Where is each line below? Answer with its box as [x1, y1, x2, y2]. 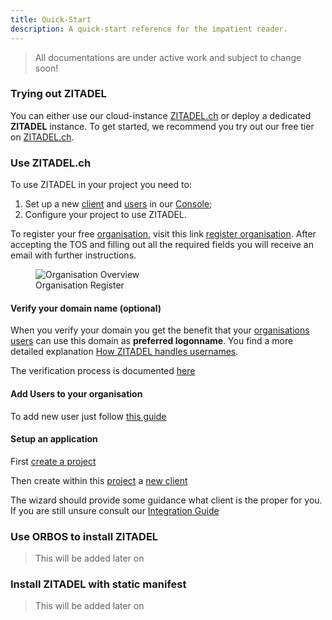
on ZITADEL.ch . [10, 131, 75, 143]
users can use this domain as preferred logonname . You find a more [10, 335, 294, 347]
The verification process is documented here [10, 365, 196, 377]
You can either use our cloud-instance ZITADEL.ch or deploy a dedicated [10, 109, 312, 121]
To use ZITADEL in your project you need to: [10, 179, 192, 191]
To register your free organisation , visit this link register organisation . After [10, 228, 317, 240]
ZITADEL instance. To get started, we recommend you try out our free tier [10, 120, 315, 132]
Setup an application [10, 433, 98, 445]
